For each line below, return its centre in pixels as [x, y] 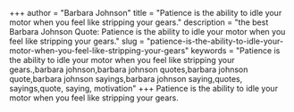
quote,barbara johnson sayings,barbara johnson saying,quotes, [126, 79]
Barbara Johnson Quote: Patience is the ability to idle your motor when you [147, 32]
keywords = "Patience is [235, 51]
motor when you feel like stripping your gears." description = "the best [139, 22]
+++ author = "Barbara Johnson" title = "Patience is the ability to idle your [146, 13]
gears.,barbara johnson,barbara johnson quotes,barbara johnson [129, 69]
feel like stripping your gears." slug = [77, 41]
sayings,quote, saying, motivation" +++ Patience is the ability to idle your [144, 88]
